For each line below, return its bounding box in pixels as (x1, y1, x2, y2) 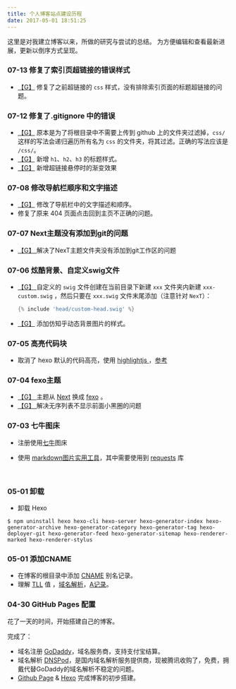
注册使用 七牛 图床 (17, 438, 68, 447)
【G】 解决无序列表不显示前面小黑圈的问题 (17, 402, 142, 410)
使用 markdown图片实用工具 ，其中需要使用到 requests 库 (17, 453, 185, 462)
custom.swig (17, 292, 53, 300)
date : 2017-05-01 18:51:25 (7, 17, 87, 24)
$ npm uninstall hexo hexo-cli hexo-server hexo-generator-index (7, 518, 203, 525)
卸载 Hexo (17, 504, 47, 513)
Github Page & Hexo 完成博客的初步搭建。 (17, 673, 139, 682)
